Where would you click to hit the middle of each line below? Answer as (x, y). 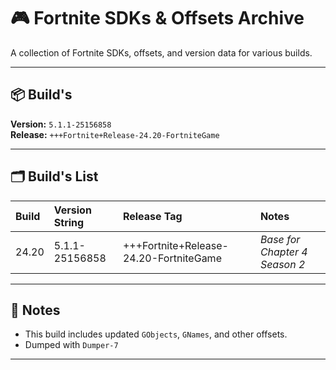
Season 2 (282, 264)
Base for (280, 239)
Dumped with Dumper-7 (71, 345)
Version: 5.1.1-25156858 (61, 124)
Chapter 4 (283, 252)
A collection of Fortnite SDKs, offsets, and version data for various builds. (161, 52)
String (69, 222)
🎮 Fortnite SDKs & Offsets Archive (157, 18)
